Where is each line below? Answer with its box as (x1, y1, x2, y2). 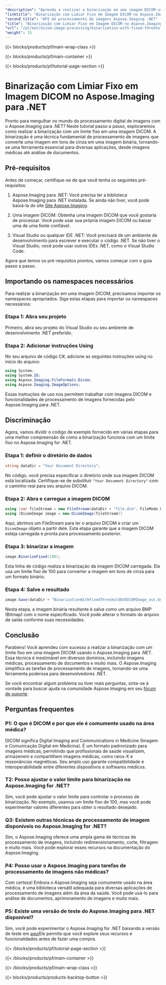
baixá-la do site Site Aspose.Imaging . (12, 202, 88, 208)
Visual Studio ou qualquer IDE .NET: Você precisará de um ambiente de (12, 232, 158, 238)
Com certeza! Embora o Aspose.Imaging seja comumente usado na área (5, 879, 153, 885)
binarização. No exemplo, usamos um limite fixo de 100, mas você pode (5, 799, 151, 805)
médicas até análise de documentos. (5, 149, 80, 155)
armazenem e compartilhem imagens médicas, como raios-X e (5, 753, 133, 759)
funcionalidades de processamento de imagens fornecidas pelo (5, 396, 135, 402)
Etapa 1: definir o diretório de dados (5, 452, 92, 459)
